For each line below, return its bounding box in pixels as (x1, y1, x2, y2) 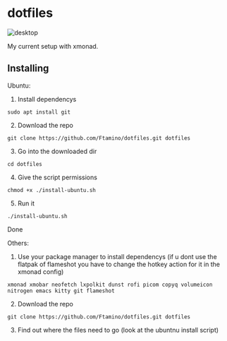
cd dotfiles (7, 160, 42, 167)
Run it (17, 199, 35, 208)
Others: (7, 239, 30, 247)
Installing (7, 62, 49, 75)
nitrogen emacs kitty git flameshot (7, 287, 115, 294)
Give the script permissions (17, 173, 97, 181)
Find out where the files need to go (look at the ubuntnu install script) (17, 325, 219, 334)
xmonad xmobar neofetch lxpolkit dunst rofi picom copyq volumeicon (7, 281, 213, 288)
